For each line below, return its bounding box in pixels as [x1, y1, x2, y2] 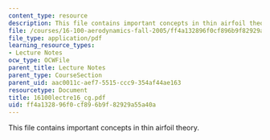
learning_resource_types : [8, 42, 95, 50]
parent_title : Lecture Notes [8, 64, 106, 72]
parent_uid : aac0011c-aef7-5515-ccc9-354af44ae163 [8, 78, 182, 86]
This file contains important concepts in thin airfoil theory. [8, 123, 199, 133]
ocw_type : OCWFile [8, 57, 70, 65]
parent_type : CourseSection [8, 71, 103, 79]
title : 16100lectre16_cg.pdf [8, 94, 106, 102]
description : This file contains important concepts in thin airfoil [8, 19, 247, 27]
